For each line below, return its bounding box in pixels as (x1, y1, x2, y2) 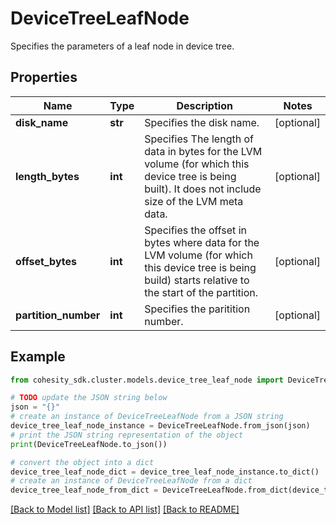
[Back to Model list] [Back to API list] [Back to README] (10, 503, 240, 516)
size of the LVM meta (144, 194, 244, 208)
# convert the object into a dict (10, 457, 155, 467)
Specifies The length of (144, 132, 254, 146)
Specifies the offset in (144, 223, 247, 237)
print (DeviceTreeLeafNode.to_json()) (10, 439, 168, 449)
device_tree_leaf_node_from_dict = (10, 485, 159, 496)
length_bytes (15, 169, 80, 183)
